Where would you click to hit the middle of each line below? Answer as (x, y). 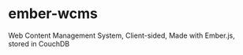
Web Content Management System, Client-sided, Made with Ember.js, (121, 35)
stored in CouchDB (39, 43)
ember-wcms (53, 14)
